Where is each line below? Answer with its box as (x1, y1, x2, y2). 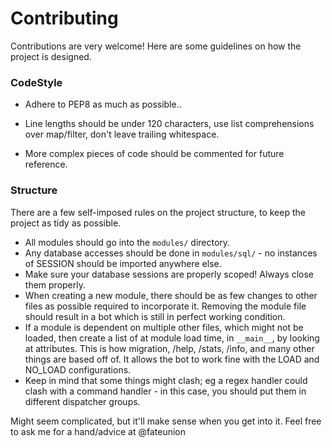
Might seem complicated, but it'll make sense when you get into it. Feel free (10, 415, 322, 427)
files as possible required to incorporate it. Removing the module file (24, 300, 307, 312)
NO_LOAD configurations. (24, 363, 132, 376)
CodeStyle (10, 75, 63, 89)
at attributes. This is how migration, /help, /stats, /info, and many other (24, 342, 315, 354)
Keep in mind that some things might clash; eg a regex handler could (24, 374, 308, 386)
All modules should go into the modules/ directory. (24, 236, 231, 248)
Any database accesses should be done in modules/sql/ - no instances (24, 247, 318, 259)
